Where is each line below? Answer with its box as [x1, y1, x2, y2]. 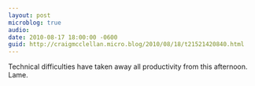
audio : [8, 26, 30, 34]
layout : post [8, 11, 51, 20]
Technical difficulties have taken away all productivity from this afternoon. [8, 62, 248, 71]
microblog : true [8, 19, 61, 27]
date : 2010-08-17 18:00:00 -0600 [8, 33, 118, 41]
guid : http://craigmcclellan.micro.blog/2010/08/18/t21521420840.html [8, 41, 245, 48]
